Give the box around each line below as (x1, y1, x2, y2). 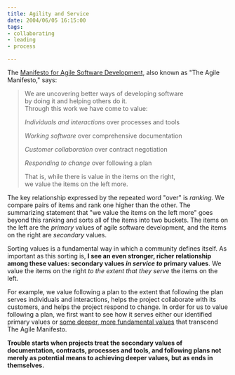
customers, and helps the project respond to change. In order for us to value (7, 303, 228, 311)
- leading (7, 37, 36, 44)
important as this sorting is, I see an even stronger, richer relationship (7, 252, 212, 260)
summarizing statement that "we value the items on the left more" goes (7, 209, 213, 216)
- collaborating (7, 29, 55, 37)
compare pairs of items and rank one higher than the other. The (7, 201, 191, 209)
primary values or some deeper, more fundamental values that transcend (7, 317, 219, 326)
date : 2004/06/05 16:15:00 (7, 17, 86, 24)
